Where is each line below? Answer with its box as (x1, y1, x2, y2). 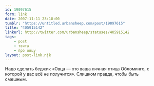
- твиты (14, 43, 29, 48)
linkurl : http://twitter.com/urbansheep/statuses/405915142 (5, 30, 130, 35)
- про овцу (14, 48, 36, 53)
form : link (5, 12, 27, 17)
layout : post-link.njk (5, 52, 51, 58)
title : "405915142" (5, 25, 45, 30)
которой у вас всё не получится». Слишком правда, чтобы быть (5, 71, 139, 77)
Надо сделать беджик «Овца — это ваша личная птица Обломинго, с (5, 66, 150, 72)
